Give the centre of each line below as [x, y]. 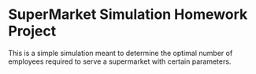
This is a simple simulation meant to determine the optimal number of [121, 53]
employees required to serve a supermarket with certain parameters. [120, 61]
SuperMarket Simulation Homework [128, 15]
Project [32, 31]
